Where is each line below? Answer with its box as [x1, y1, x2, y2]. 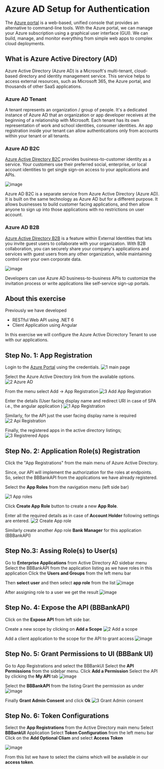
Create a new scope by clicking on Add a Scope [5, 626, 102, 632]
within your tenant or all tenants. [5, 133, 70, 139]
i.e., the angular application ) [5, 403, 63, 409]
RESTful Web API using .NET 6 [12, 317, 74, 323]
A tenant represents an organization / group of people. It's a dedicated [5, 107, 147, 113]
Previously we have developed [5, 308, 67, 314]
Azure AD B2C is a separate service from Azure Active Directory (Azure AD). [5, 191, 160, 197]
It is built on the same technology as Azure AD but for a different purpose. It [5, 196, 158, 202]
